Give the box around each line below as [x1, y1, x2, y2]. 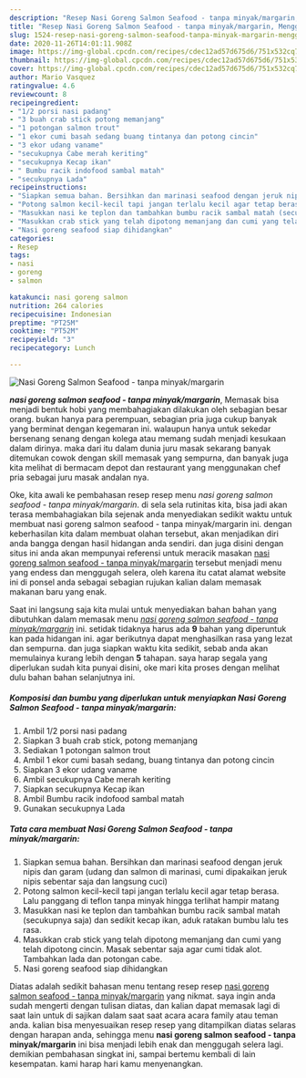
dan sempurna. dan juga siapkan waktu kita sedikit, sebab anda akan [9, 642, 269, 653]
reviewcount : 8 [9, 89, 67, 98]
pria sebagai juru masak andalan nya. [9, 472, 150, 482]
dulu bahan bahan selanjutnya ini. [9, 671, 136, 682]
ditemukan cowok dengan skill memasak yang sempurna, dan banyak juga [9, 452, 289, 463]
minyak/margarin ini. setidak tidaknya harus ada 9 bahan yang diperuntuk [9, 623, 287, 634]
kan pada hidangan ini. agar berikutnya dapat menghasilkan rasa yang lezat [9, 633, 293, 644]
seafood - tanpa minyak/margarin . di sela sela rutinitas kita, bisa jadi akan [9, 499, 288, 510]
